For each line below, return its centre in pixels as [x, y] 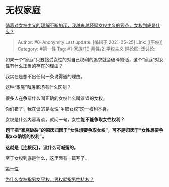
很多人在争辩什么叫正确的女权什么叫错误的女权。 [56, 98]
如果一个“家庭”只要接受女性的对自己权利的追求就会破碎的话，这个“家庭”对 [82, 59]
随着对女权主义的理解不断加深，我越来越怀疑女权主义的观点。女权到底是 [80, 25]
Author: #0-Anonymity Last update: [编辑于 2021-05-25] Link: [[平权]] [90, 42]
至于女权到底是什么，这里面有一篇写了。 [47, 158]
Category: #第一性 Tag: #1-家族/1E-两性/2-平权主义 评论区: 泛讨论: [87, 49]
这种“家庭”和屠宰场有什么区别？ [38, 87]
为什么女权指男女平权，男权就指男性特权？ [50, 179]
